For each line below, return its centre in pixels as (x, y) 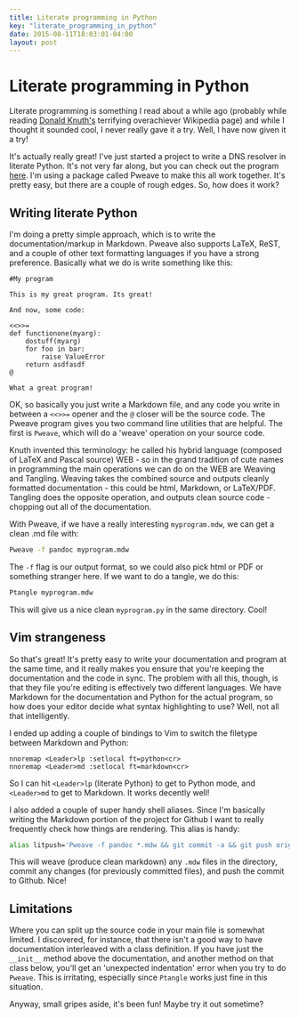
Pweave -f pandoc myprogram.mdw (69, 550)
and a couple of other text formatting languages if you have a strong (134, 253)
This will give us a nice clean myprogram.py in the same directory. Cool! (138, 610)
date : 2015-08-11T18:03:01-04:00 (71, 34)
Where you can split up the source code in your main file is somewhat (137, 930)
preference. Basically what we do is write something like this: (121, 263)
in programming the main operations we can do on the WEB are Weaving (142, 469)
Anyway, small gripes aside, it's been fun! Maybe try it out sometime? (137, 1004)
